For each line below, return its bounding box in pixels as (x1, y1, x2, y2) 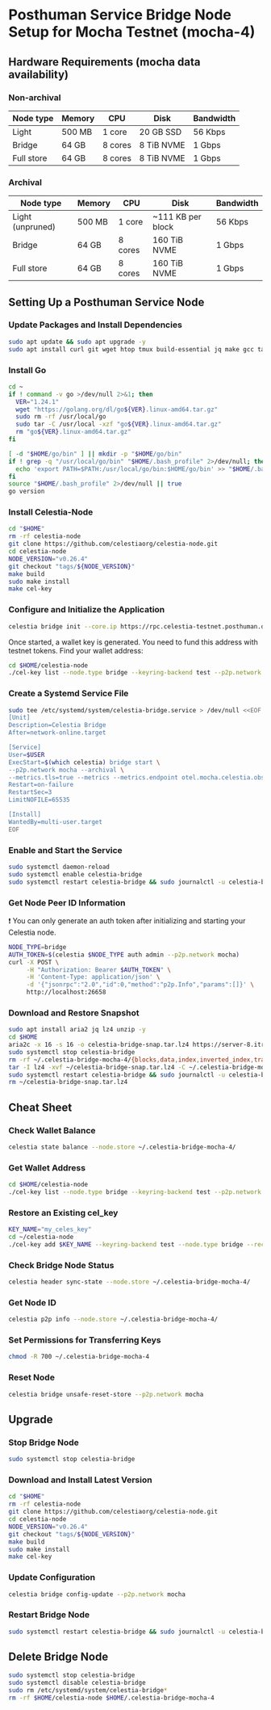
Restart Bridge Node (8, 1609, 90, 1620)
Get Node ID (8, 1296, 56, 1308)
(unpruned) (12, 221, 56, 233)
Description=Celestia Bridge (8, 721, 106, 729)
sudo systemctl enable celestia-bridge (8, 870, 143, 878)
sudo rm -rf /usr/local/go (15, 413, 106, 421)
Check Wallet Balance (8, 1124, 96, 1136)
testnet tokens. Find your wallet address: (8, 645, 144, 655)
